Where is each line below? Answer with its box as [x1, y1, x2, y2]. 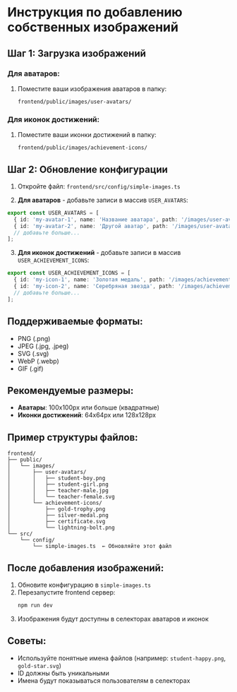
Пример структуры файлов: [7, 431, 139, 443]
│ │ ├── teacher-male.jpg [7, 487, 109, 494]
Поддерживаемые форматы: [7, 316, 143, 328]
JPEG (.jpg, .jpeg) [17, 342, 69, 350]
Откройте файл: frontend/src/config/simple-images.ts [17, 181, 181, 191]
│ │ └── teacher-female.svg [7, 494, 115, 501]
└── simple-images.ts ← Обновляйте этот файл [32, 543, 172, 550]
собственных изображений [7, 19, 178, 35]
